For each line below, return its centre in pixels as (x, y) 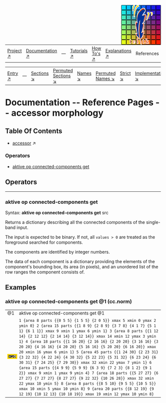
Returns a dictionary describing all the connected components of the (75, 222)
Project (15, 51)
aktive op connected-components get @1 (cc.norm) (69, 302)
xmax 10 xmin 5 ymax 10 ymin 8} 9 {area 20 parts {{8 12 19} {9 (86, 389)
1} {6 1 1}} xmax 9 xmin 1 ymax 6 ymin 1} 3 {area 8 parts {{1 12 (89, 331)
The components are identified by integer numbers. (58, 252)
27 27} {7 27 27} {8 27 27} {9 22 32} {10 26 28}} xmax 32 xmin (86, 378)
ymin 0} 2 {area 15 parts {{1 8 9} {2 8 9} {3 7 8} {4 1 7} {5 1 (88, 326)
